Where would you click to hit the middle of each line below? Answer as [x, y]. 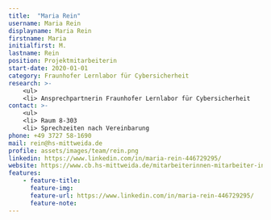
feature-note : [54, 203]
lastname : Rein [34, 53]
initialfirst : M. [38, 46]
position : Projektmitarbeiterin [63, 61]
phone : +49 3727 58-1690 [50, 135]
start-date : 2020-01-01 [48, 68]
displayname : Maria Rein [50, 31]
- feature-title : [52, 181]
